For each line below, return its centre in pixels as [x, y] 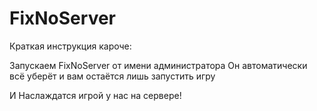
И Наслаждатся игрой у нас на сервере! [95, 95]
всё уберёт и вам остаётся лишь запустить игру [112, 76]
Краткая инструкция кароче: [70, 46]
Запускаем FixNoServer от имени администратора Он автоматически [158, 65]
